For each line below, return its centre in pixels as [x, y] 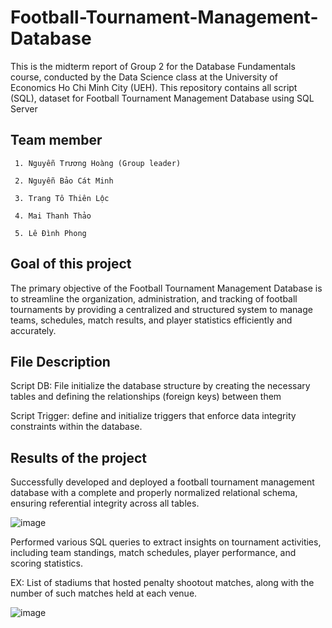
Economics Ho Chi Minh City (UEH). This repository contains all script [154, 87]
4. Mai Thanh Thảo [53, 216]
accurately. [33, 330]
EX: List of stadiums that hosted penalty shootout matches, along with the [162, 583]
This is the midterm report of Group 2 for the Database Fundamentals [153, 66]
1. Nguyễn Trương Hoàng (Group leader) [98, 163]
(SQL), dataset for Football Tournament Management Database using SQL [162, 98]
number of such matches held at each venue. [104, 593]
